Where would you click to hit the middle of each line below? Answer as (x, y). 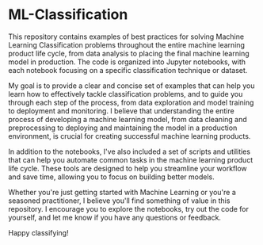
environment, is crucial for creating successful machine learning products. (130, 136)
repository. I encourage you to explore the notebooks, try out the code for (129, 209)
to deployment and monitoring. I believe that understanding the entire (122, 111)
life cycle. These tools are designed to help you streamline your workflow (128, 168)
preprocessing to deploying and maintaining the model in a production (123, 128)
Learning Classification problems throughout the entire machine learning (127, 44)
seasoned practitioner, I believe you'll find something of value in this (119, 201)
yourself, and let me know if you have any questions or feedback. (115, 217)
